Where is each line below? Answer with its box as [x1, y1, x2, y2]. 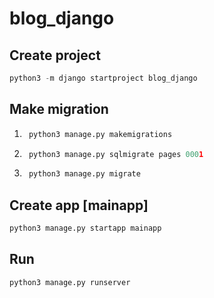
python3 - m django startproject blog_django [9, 73, 198, 83]
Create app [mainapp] [9, 197, 149, 214]
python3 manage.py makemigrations [28, 129, 173, 139]
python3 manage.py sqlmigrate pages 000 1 [28, 149, 204, 159]
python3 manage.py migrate [28, 169, 141, 179]
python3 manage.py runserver [9, 277, 131, 287]
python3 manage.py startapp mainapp [9, 223, 162, 234]
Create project [9, 47, 101, 64]
